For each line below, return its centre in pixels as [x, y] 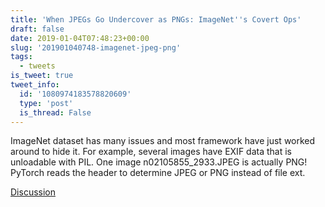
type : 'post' [46, 103]
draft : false [37, 29]
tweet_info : [35, 85]
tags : [21, 57]
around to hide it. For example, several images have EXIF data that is [151, 152]
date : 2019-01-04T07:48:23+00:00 [80, 38]
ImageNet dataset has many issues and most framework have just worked [163, 141]
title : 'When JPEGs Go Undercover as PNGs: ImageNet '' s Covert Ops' [156, 19]
